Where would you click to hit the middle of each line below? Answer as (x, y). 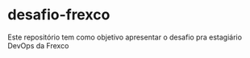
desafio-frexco (59, 15)
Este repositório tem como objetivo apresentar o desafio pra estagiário (125, 37)
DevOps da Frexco (38, 45)
